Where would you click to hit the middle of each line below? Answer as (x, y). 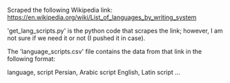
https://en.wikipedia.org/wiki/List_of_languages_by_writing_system (102, 17)
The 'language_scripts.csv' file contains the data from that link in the (105, 52)
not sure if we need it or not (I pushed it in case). (76, 38)
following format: (31, 59)
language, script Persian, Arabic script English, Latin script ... (94, 72)
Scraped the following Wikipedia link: (60, 10)
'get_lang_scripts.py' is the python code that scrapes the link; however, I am (115, 31)
